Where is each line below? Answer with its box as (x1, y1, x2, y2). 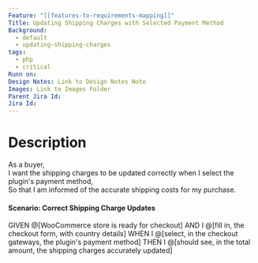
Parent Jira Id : (8, 92, 62, 100)
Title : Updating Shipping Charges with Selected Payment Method (8, 19, 224, 27)
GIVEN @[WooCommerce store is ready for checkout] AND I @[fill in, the (8, 220, 245, 230)
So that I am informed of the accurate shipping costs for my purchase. (8, 185, 237, 194)
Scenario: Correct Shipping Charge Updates (8, 203, 156, 212)
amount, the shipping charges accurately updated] (8, 246, 173, 255)
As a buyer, (8, 160, 45, 170)
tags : (8, 48, 26, 56)
